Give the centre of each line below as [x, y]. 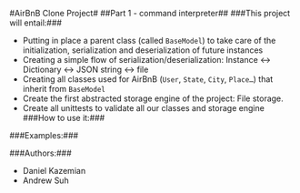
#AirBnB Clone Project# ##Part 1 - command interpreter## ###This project [150, 13]
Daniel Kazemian [54, 171]
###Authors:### [41, 153]
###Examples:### [44, 135]
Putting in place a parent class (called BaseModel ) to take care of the [149, 41]
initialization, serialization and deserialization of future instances [143, 50]
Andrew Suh [46, 180]
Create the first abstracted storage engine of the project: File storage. [153, 98]
